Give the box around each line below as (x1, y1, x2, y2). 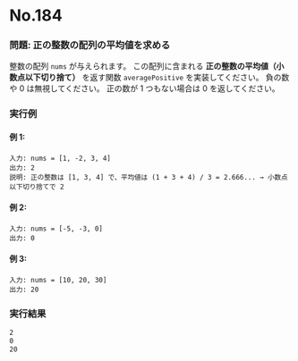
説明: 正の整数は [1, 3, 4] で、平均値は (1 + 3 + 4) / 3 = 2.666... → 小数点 (9, 172, 288, 181)
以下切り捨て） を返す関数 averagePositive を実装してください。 (24, 72, 264, 83)
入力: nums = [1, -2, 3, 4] (9, 154, 112, 163)
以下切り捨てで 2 (9, 182, 64, 191)
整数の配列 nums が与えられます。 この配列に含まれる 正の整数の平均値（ (9, 61, 277, 71)
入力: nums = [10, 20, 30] (9, 276, 107, 285)
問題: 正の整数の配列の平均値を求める (9, 39, 171, 52)
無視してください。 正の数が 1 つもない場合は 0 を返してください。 (34, 83, 280, 94)
